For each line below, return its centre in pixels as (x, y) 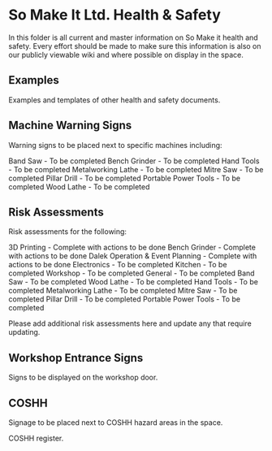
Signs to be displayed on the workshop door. (83, 377)
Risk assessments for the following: (68, 232)
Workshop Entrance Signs (76, 358)
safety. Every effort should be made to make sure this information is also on (135, 46)
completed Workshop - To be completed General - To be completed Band (132, 273)
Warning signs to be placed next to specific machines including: (115, 145)
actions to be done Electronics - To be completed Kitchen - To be (118, 265)
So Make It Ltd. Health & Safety (115, 15)
